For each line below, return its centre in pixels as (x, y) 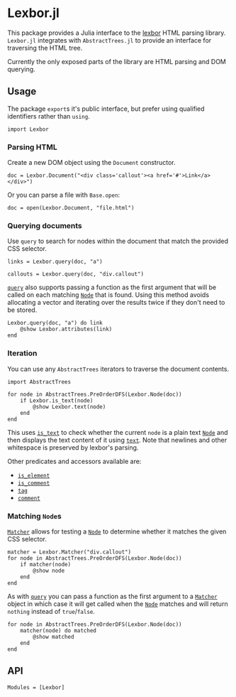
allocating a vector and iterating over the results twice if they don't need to (116, 303)
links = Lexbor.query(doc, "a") (55, 262)
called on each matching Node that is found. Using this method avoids (108, 295)
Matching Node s (34, 516)
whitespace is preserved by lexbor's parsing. (73, 447)
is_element (34, 475)
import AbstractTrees (39, 382)
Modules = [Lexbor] (36, 687)
